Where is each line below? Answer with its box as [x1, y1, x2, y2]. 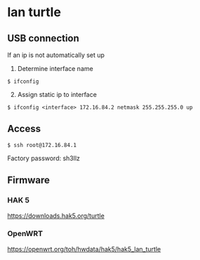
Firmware [7, 174, 51, 186]
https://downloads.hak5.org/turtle [7, 212, 105, 220]
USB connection [7, 32, 79, 44]
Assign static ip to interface [17, 91, 97, 98]
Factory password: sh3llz [7, 154, 81, 162]
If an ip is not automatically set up [7, 51, 105, 59]
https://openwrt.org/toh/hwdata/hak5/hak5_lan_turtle [7, 245, 161, 253]
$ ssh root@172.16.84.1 [7, 141, 77, 148]
